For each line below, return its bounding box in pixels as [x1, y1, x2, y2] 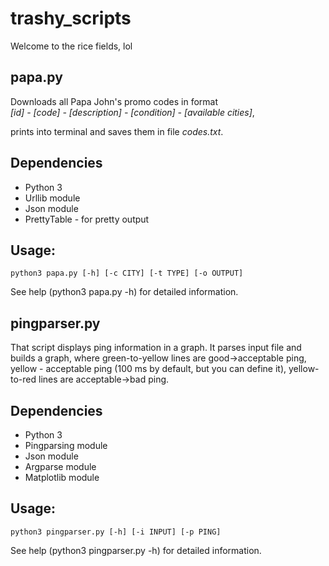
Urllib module [24, 192, 81, 204]
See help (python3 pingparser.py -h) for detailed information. [10, 544, 262, 556]
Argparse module [24, 461, 97, 472]
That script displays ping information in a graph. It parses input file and [10, 342, 302, 354]
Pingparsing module [24, 440, 108, 451]
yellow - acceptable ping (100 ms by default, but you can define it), [10, 363, 287, 375]
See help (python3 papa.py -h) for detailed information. [10, 286, 239, 298]
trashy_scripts [10, 7, 132, 30]
